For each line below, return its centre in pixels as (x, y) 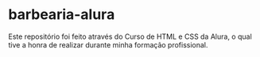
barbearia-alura (62, 15)
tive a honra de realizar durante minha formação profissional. (108, 44)
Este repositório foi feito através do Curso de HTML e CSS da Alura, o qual (130, 36)
